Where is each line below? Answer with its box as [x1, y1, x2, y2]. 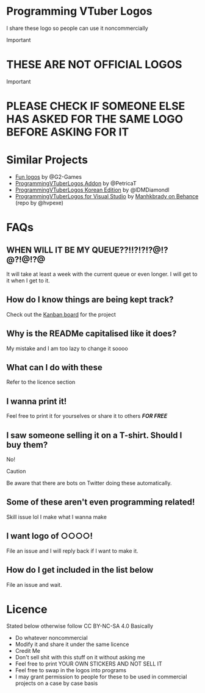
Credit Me [15, 647, 41, 655]
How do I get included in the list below [6, 565, 154, 575]
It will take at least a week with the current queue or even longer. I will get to [6, 270, 198, 278]
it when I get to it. [6, 277, 50, 284]
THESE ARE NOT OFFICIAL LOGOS [6, 58, 182, 71]
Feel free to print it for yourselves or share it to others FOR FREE [6, 412, 168, 420]
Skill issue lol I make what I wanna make [6, 513, 107, 520]
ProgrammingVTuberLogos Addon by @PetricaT [15, 180, 137, 187]
